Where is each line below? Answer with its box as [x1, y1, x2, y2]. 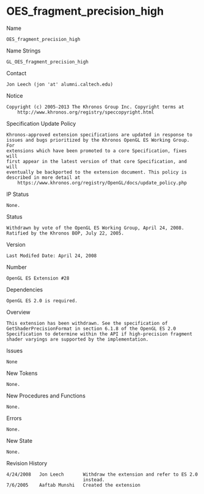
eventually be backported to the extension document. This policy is [6, 169, 188, 175]
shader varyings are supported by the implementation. [6, 336, 149, 343]
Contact [6, 69, 26, 77]
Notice [6, 92, 23, 99]
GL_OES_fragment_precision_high [6, 59, 89, 65]
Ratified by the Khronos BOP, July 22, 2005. [6, 230, 124, 236]
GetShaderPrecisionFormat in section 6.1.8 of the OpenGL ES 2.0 [6, 325, 176, 332]
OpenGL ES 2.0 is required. [6, 297, 78, 303]
